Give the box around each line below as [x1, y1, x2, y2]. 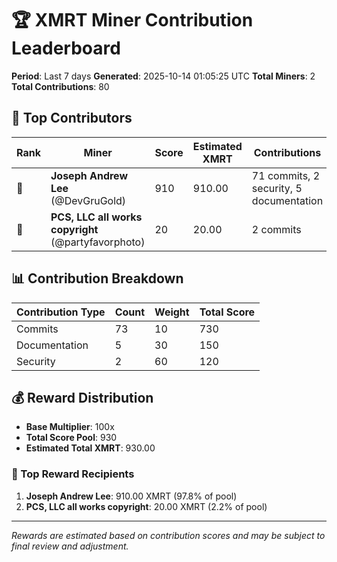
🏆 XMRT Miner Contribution [11, 9, 254, 32]
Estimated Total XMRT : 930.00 [25, 442, 156, 454]
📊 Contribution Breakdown [11, 270, 184, 287]
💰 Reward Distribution [11, 389, 154, 406]
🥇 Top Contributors [11, 110, 133, 127]
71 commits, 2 [251, 168, 321, 182]
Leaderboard [11, 37, 121, 60]
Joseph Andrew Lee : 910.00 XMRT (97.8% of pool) [25, 490, 238, 502]
